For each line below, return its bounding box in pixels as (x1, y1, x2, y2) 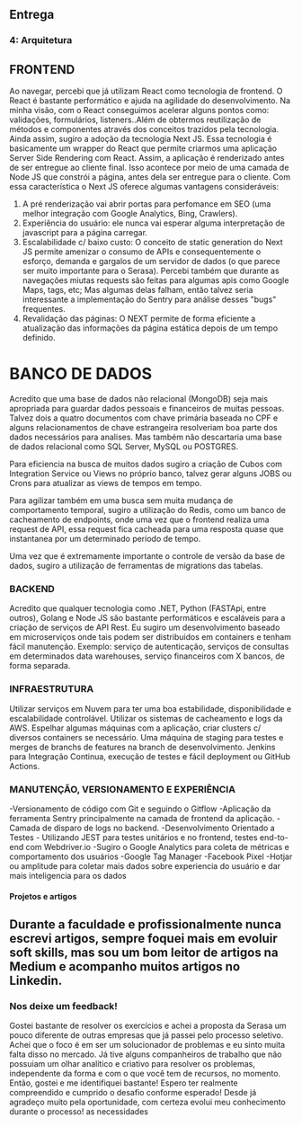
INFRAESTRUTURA (9, 683, 94, 696)
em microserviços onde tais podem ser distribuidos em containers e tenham (9, 632, 292, 643)
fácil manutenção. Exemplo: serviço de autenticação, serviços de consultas (9, 642, 289, 652)
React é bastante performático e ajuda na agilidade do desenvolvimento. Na (9, 95, 290, 106)
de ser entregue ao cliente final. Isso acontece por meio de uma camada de (9, 162, 289, 173)
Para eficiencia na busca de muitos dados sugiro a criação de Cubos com (9, 458, 283, 470)
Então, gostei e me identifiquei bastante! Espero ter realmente (9, 1077, 238, 1088)
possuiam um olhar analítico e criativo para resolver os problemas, (9, 1059, 256, 1069)
